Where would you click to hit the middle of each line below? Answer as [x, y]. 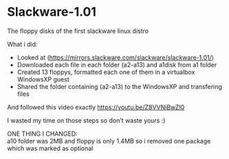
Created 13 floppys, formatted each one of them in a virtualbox [106, 72]
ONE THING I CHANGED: [42, 134]
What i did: [22, 44]
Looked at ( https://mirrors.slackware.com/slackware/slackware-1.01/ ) [116, 57]
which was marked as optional [50, 148]
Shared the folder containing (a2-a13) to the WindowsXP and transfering [119, 86]
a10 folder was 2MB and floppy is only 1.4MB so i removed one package [109, 140]
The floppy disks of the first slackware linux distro [78, 31]
